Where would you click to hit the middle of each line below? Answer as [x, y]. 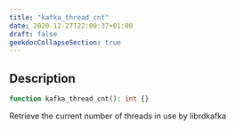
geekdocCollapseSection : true [65, 42]
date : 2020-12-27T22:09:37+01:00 [71, 26]
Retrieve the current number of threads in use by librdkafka [118, 116]
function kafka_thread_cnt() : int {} [79, 99]
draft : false [33, 34]
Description [42, 78]
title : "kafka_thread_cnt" [59, 17]
